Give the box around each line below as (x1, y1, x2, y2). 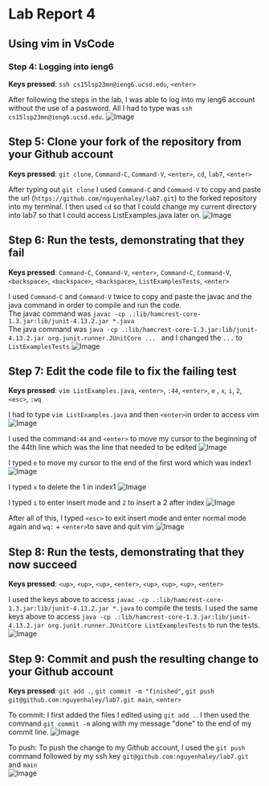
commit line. (8, 727, 50, 736)
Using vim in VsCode (8, 37, 115, 51)
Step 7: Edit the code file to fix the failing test (8, 364, 237, 378)
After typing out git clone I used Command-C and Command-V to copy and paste (8, 184, 262, 194)
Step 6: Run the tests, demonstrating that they (8, 234, 245, 248)
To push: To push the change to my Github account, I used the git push (8, 743, 246, 752)
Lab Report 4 (8, 5, 96, 23)
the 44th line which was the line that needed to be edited (8, 443, 197, 452)
